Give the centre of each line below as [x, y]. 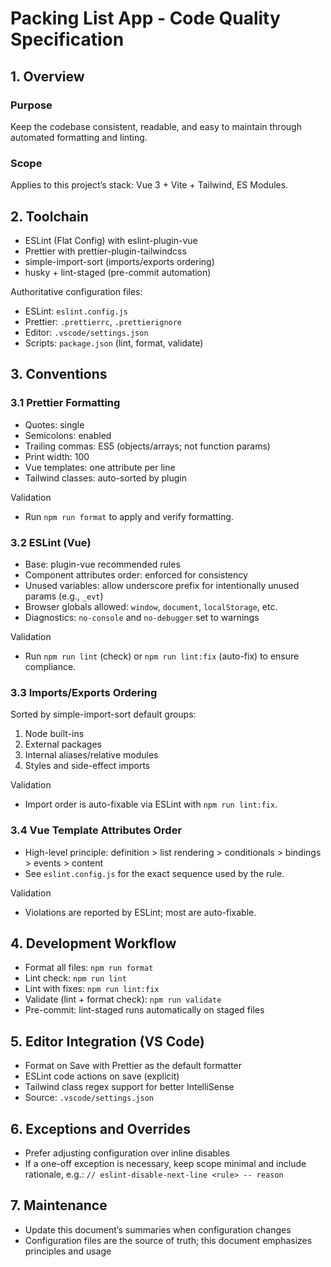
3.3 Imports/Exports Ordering [84, 692]
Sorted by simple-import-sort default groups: [103, 714]
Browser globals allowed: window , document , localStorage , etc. [151, 606]
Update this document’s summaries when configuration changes [158, 1229]
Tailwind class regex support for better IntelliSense [129, 1087]
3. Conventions [59, 374]
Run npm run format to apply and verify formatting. [129, 516]
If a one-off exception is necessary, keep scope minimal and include [165, 1163]
